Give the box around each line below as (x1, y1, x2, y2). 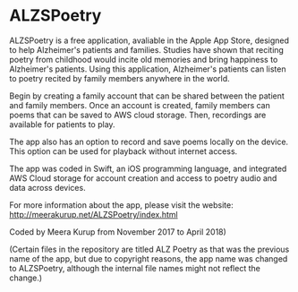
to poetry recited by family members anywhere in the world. (9, 73, 230, 83)
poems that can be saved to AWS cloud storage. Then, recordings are (9, 109, 267, 120)
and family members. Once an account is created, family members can (9, 99, 270, 110)
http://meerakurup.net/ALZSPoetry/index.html (9, 209, 178, 219)
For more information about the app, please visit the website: (9, 199, 234, 210)
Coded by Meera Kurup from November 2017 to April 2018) (9, 226, 226, 237)
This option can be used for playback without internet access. (9, 145, 238, 157)
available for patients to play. (9, 118, 115, 130)
